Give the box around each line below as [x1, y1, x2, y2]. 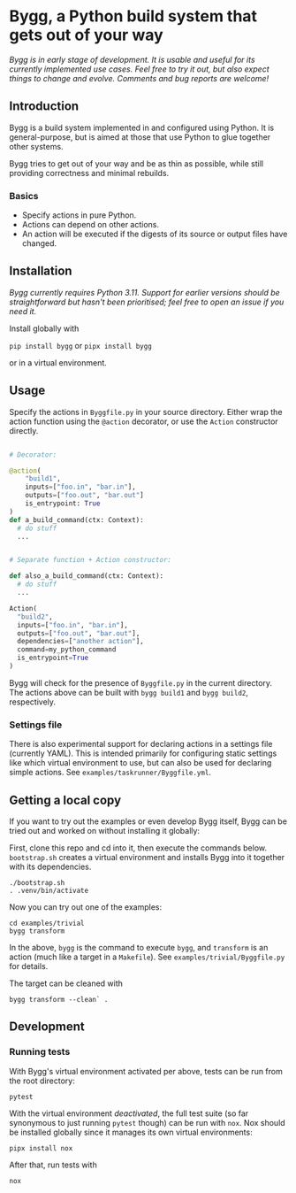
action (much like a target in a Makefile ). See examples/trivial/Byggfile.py [9, 951, 285, 962]
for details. [9, 961, 49, 972]
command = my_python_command [17, 645, 117, 654]
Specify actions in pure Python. [21, 210, 137, 220]
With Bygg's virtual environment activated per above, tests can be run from [9, 1066, 283, 1076]
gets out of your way [9, 25, 163, 45]
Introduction [9, 99, 80, 114]
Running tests [9, 1046, 71, 1058]
